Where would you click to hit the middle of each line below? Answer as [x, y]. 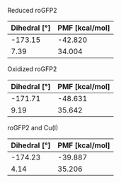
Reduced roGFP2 [33, 10]
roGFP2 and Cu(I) [33, 128]
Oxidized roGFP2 [32, 69]
